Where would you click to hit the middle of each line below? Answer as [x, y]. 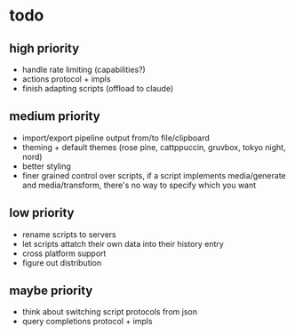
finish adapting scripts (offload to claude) [98, 88]
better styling [46, 166]
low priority [42, 213]
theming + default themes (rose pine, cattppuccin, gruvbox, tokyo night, [154, 147]
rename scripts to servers [69, 234]
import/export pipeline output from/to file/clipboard [116, 138]
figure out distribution [62, 262]
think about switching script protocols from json [110, 312]
